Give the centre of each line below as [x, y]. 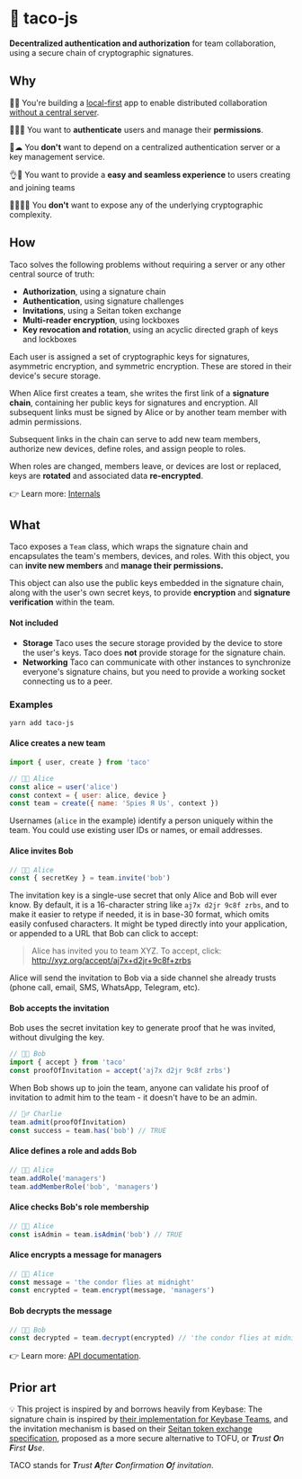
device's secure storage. [55, 376]
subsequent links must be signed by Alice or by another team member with [148, 412]
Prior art [33, 1387]
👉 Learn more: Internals [55, 493]
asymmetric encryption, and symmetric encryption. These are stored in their [151, 366]
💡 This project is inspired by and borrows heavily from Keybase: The [136, 1409]
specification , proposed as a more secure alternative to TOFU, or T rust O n [147, 1439]
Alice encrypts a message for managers [85, 1255]
